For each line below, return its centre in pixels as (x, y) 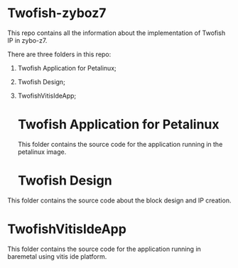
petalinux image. (42, 152)
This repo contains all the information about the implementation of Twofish (117, 33)
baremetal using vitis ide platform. (57, 256)
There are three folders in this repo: (59, 54)
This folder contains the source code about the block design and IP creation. (119, 200)
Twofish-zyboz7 (57, 13)
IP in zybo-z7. (27, 40)
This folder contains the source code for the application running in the (120, 144)
